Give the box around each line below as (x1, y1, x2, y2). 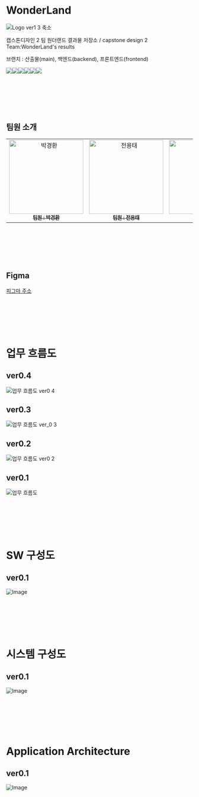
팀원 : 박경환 (32, 214, 60, 221)
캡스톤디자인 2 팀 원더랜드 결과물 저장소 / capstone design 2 (6, 36, 148, 43)
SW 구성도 (6, 549, 55, 562)
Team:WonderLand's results (6, 43, 75, 50)
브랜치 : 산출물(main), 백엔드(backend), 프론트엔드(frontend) (6, 55, 149, 62)
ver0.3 (6, 404, 31, 415)
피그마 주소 (6, 287, 32, 294)
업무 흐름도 (6, 347, 57, 360)
